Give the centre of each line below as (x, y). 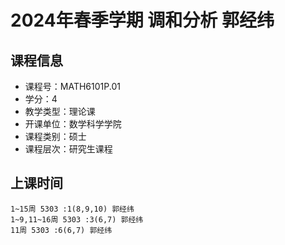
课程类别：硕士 (55, 136)
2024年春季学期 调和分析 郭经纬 (142, 20)
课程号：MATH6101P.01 (72, 86)
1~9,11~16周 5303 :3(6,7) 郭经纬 (77, 219)
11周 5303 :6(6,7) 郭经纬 (61, 230)
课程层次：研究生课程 (68, 149)
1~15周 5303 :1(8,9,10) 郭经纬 (72, 209)
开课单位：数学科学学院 (73, 124)
